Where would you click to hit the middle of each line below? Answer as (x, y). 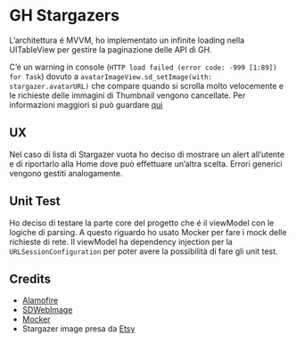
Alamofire (40, 300)
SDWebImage (47, 310)
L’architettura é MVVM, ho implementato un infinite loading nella (127, 40)
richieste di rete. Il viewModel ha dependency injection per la (121, 241)
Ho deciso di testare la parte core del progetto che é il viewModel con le (142, 223)
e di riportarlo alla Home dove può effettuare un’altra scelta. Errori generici (146, 163)
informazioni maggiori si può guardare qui (86, 104)
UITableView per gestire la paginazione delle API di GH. (111, 49)
